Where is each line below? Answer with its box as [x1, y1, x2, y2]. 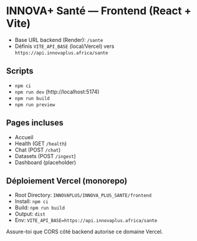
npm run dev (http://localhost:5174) [14, 88, 100, 95]
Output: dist [14, 210, 46, 217]
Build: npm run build [14, 204, 65, 211]
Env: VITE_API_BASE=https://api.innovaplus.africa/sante [14, 217, 157, 224]
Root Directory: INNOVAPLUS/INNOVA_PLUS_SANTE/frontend [14, 191, 152, 199]
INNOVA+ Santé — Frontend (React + [6, 4, 192, 18]
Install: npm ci [14, 198, 49, 205]
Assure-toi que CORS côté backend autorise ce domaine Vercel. [6, 228, 163, 235]
